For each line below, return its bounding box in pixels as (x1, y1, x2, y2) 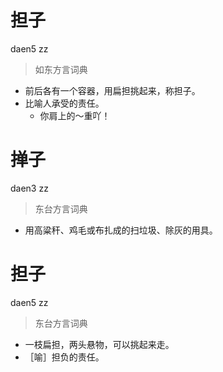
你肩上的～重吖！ (39, 109, 111, 121)
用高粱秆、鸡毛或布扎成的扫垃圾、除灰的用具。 (24, 224, 218, 236)
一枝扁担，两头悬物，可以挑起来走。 (24, 338, 175, 350)
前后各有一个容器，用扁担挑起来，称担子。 (24, 84, 201, 96)
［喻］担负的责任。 (24, 351, 105, 363)
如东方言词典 (34, 63, 88, 75)
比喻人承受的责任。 (24, 97, 105, 109)
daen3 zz (10, 182, 49, 194)
